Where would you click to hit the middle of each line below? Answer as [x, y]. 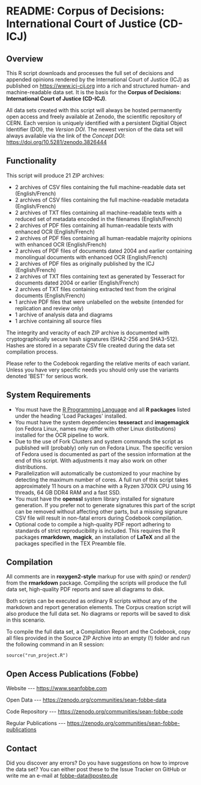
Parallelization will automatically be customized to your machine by [98, 473]
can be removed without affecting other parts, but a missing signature [101, 511]
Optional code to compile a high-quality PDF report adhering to [93, 524]
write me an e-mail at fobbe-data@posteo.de [62, 776]
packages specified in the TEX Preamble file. [70, 543]
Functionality [31, 161]
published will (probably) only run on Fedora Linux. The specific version [104, 448]
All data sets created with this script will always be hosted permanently [94, 110]
